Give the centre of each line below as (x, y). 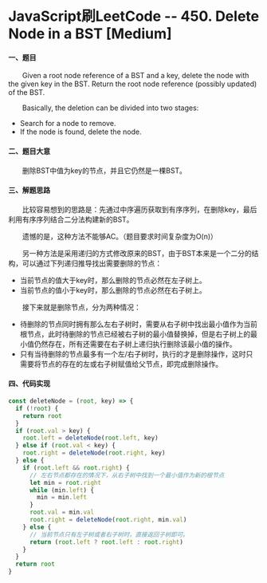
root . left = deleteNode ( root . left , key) (90, 438)
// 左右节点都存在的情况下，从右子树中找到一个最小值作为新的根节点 (127, 475)
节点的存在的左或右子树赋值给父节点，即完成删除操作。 (132, 364)
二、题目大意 (29, 151)
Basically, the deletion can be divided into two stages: (111, 108)
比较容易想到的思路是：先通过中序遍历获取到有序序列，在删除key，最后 (140, 209)
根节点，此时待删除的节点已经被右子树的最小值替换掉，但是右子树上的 (135, 334)
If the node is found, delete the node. (80, 132)
